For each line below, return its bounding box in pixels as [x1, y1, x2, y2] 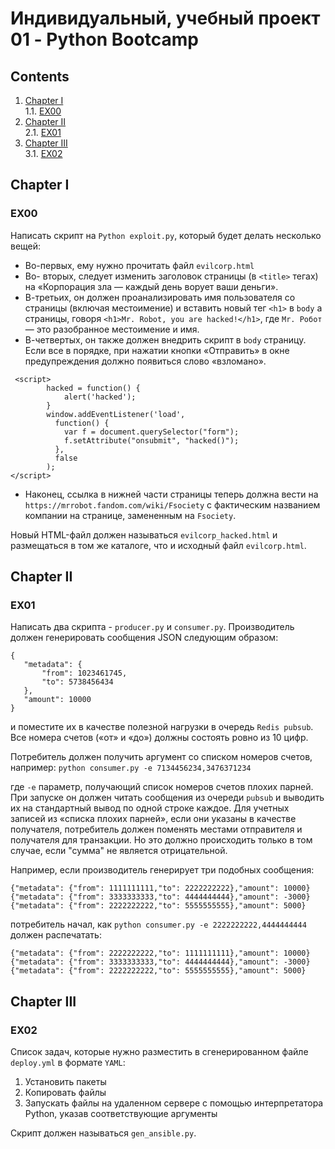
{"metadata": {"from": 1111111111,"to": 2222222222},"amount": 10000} [10, 883, 311, 894]
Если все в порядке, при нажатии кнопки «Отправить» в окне [24, 344, 290, 356]
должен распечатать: [10, 929, 102, 941]
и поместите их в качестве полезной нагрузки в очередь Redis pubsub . [10, 721, 314, 733]
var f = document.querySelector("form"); [63, 427, 240, 437]
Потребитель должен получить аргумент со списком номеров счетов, [10, 751, 313, 763]
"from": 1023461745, [41, 668, 128, 679]
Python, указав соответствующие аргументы [24, 1108, 218, 1120]
